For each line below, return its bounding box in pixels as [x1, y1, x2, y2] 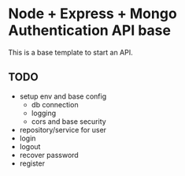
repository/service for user [19, 125, 107, 134]
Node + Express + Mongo [8, 5, 177, 23]
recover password [19, 150, 79, 159]
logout [19, 141, 41, 151]
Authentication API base [8, 21, 172, 39]
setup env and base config [19, 92, 107, 101]
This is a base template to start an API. [8, 47, 133, 57]
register [19, 159, 46, 168]
